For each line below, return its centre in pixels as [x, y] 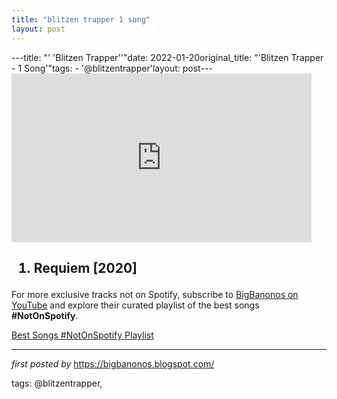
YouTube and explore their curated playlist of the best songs [135, 305]
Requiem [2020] [85, 267]
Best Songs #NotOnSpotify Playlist [82, 335]
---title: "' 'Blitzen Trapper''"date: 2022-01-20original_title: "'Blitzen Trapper [167, 57]
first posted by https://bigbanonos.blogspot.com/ [113, 363]
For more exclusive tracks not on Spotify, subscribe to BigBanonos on [155, 294]
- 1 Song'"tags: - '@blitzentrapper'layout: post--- [112, 68]
